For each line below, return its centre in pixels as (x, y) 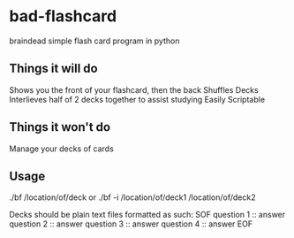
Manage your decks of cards (62, 149)
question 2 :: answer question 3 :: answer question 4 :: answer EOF (131, 224)
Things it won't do (60, 127)
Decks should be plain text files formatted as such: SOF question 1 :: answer (147, 215)
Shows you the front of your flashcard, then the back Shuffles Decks (134, 89)
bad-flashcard (63, 16)
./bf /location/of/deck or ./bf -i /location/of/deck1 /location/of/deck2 (132, 197)
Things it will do (54, 69)
